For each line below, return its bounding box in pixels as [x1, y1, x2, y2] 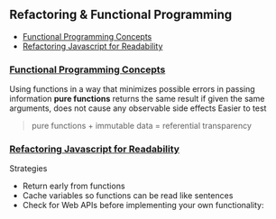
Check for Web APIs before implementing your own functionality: [22, 200, 264, 211]
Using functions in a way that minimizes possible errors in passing [9, 84, 255, 95]
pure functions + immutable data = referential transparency [31, 121, 253, 132]
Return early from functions [22, 180, 125, 192]
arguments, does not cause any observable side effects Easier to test [9, 103, 267, 114]
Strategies [9, 163, 48, 174]
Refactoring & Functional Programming [9, 7, 233, 23]
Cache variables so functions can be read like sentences [22, 190, 234, 201]
